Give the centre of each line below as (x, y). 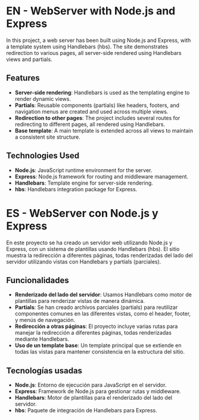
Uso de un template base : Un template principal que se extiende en (98, 345)
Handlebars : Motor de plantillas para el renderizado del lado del (94, 398)
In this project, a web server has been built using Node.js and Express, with (99, 40)
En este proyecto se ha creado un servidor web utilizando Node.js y (89, 243)
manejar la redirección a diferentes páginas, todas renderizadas (93, 333)
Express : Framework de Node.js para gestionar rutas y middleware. (98, 391)
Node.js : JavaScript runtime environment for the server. (83, 170)
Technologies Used (43, 156)
